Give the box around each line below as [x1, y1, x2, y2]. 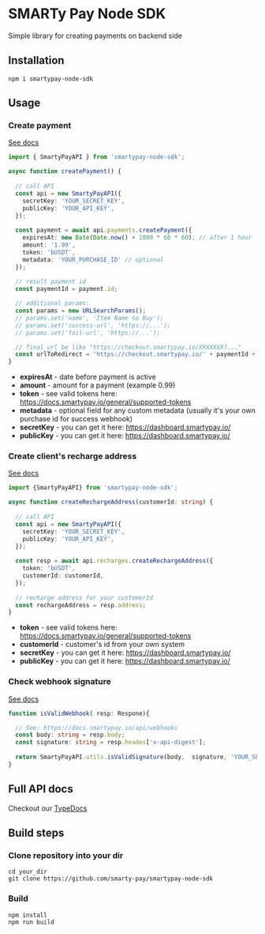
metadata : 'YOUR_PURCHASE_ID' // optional [22, 255, 164, 263]
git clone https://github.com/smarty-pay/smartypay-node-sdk [8, 875, 214, 883]
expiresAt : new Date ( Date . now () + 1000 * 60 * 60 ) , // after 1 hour [22, 234, 252, 242]
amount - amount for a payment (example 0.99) [19, 380, 176, 390]
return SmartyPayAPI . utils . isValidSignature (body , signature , [15, 753, 227, 762]
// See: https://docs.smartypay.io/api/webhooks [15, 724, 178, 732]
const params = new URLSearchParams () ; [15, 307, 147, 315]
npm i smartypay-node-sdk [8, 74, 93, 83]
